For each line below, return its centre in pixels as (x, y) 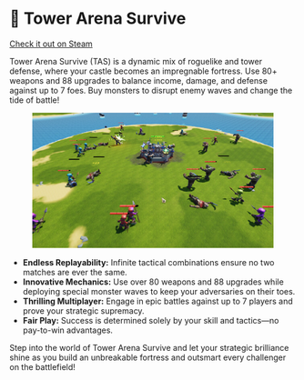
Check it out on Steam (51, 44)
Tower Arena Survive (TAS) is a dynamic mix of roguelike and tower (136, 61)
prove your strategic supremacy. (83, 311)
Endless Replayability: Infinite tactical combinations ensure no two (148, 263)
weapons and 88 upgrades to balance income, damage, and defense (139, 80)
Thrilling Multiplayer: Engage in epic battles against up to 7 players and (157, 301)
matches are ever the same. (75, 273)
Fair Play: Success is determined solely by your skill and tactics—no (151, 321)
